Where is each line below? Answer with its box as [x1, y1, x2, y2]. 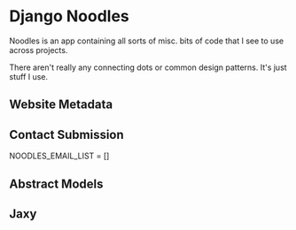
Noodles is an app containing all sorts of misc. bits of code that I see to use [9, 35, 284, 46]
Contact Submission [9, 126, 124, 142]
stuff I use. [9, 71, 49, 81]
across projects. [9, 44, 68, 55]
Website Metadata [9, 97, 113, 112]
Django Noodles [9, 6, 130, 27]
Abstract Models [9, 176, 104, 191]
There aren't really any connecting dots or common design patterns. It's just [9, 62, 287, 73]
